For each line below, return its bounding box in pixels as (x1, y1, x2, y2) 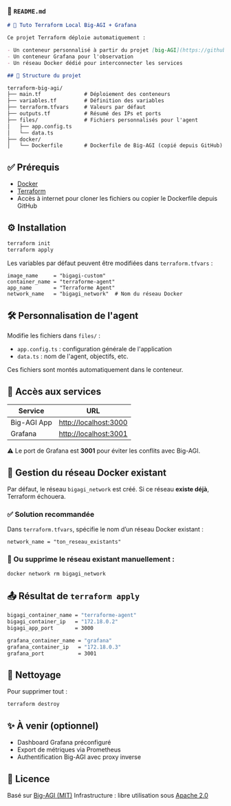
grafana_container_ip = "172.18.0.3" (7, 643, 122, 651)
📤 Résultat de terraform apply (7, 590, 140, 602)
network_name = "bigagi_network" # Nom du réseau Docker (7, 290, 184, 297)
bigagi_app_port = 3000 (7, 625, 94, 632)
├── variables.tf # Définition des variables (7, 97, 165, 104)
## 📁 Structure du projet (7, 72, 81, 79)
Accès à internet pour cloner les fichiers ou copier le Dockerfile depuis (16, 195, 218, 203)
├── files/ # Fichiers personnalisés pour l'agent (7, 117, 198, 124)
